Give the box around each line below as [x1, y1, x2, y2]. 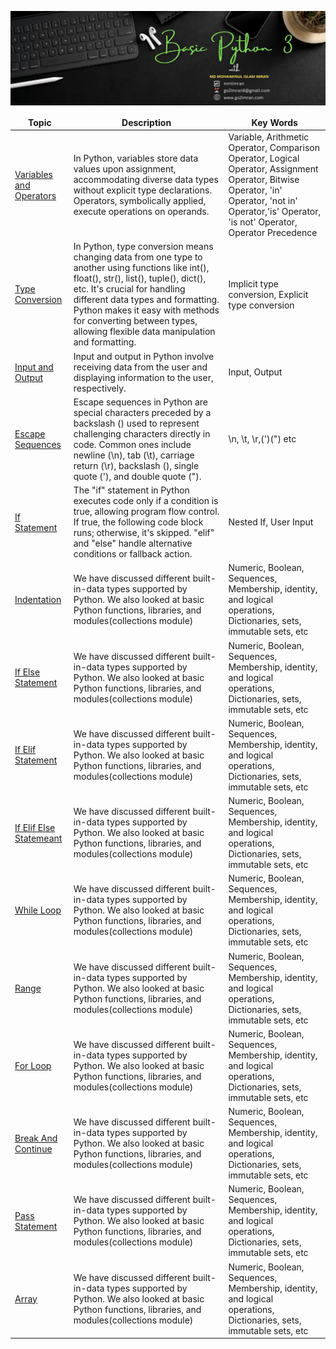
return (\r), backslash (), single [73, 459, 200, 471]
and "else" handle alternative [73, 537, 193, 550]
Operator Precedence [228, 227, 318, 239]
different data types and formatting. [73, 294, 220, 306]
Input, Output [228, 366, 283, 378]
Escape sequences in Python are [73, 396, 208, 408]
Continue [14, 1142, 53, 1155]
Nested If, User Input [228, 516, 314, 528]
